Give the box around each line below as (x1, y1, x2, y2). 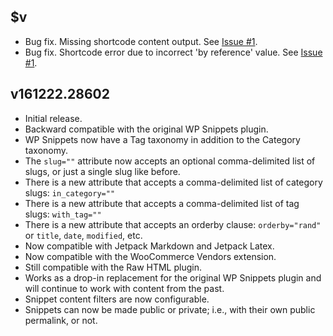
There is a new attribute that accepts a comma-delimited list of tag (24, 197, 300, 209)
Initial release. (24, 112, 83, 124)
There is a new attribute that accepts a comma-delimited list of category (24, 176, 323, 188)
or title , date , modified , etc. (24, 229, 143, 241)
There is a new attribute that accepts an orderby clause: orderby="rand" (24, 218, 322, 230)
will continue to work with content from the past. (24, 282, 225, 294)
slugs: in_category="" (24, 186, 116, 199)
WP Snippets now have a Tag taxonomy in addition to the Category (24, 133, 301, 145)
